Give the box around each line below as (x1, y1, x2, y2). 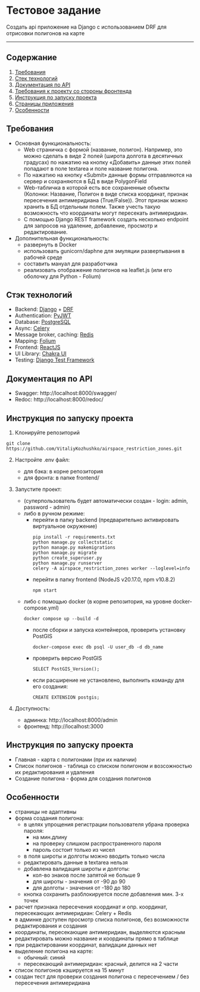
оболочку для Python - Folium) (23, 273, 101, 280)
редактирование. (23, 228, 68, 236)
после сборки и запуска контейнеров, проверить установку (32, 626, 186, 633)
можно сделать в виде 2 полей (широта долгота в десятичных (23, 152, 183, 159)
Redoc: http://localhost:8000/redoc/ (14, 396, 104, 403)
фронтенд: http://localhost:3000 (23, 723, 104, 730)
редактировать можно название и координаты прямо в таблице (14, 935, 179, 942)
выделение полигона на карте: (14, 947, 93, 954)
